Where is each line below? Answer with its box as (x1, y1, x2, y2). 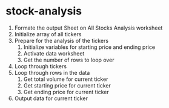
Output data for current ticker (14, 95, 88, 102)
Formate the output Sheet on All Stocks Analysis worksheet (14, 24, 163, 31)
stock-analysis (5, 4, 82, 18)
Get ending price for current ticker (23, 88, 110, 95)
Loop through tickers (14, 62, 67, 70)
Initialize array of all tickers (14, 30, 82, 37)
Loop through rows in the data (14, 69, 90, 76)
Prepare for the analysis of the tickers (14, 37, 109, 44)
